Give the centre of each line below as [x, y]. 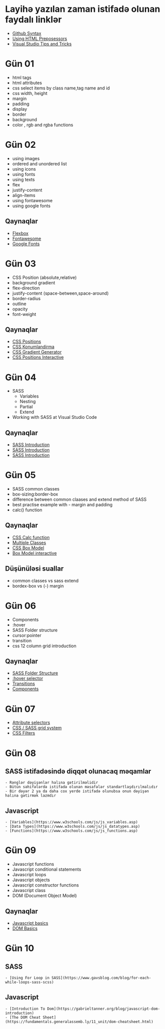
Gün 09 [21, 850]
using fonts [24, 174]
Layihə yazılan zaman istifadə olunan [83, 9]
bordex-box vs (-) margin [38, 586]
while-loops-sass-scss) [30, 982]
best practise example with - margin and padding [62, 505]
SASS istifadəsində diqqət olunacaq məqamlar [78, 771]
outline [19, 304]
